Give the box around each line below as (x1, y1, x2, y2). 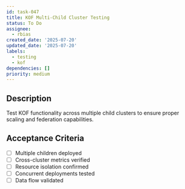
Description (6, 93, 52, 104)
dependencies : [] (6, 65, 50, 71)
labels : (6, 48, 26, 55)
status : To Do (6, 20, 42, 26)
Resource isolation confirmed (15, 163, 89, 170)
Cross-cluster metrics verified (15, 156, 90, 164)
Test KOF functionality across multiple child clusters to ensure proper (6, 110, 180, 117)
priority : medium (6, 71, 50, 77)
